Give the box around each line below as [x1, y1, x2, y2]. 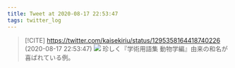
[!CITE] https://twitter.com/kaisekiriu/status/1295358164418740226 [24, 36, 221, 44]
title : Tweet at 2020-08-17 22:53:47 [7, 10, 119, 18]
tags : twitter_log [7, 17, 61, 24]
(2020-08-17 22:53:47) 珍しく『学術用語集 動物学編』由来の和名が [24, 44, 228, 53]
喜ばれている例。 [24, 53, 75, 62]
